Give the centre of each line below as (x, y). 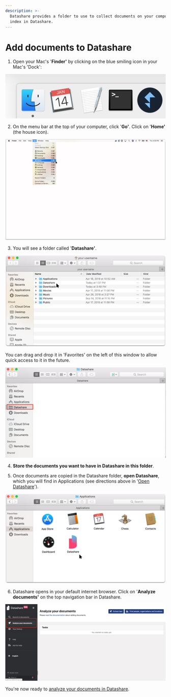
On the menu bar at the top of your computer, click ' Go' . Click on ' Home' (89, 126)
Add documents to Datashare (68, 47)
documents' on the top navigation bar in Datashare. (67, 597)
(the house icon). (31, 132)
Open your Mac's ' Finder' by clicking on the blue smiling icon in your (85, 62)
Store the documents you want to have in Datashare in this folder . (83, 466)
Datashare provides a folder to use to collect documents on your (82, 16)
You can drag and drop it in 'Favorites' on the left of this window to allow (81, 355)
